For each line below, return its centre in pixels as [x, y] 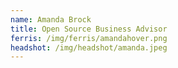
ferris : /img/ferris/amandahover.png [89, 38]
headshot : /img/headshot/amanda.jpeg [89, 47]
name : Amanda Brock [51, 19]
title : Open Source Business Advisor [89, 29]
